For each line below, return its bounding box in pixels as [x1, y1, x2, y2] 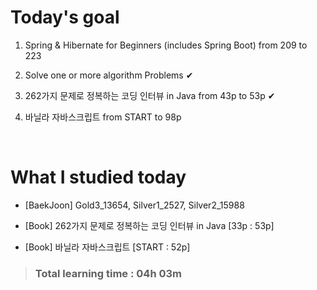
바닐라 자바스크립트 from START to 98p [24, 111, 182, 123]
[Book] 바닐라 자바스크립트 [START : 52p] [24, 241, 191, 253]
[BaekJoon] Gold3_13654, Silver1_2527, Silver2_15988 [24, 199, 245, 211]
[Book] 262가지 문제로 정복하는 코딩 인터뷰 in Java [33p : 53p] [24, 219, 275, 231]
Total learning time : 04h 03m [34, 266, 182, 280]
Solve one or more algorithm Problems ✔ [24, 69, 194, 81]
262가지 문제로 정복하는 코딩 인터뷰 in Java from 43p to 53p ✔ [24, 89, 276, 101]
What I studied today [10, 166, 187, 189]
